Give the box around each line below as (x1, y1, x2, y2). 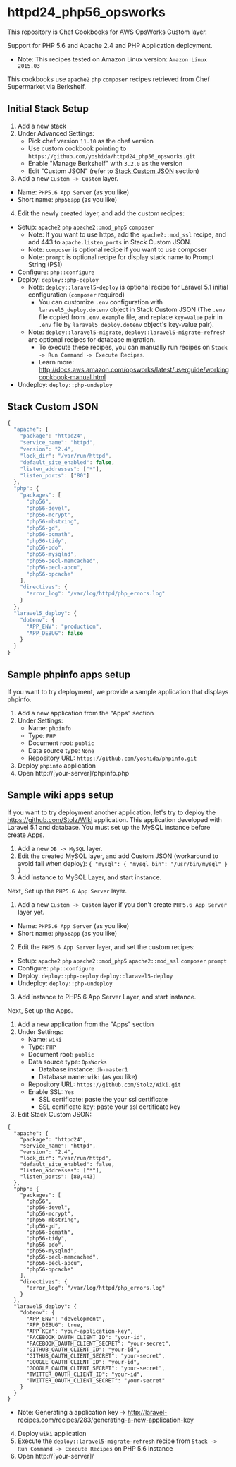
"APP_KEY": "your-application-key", (25, 1327, 134, 1335)
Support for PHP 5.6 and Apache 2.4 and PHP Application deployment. (7, 41, 213, 49)
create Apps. (7, 831, 44, 839)
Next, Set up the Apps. (7, 1006, 73, 1014)
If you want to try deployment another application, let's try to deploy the (7, 808, 216, 816)
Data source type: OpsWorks (27, 1057, 107, 1066)
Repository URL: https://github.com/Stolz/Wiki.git (27, 1080, 182, 1088)
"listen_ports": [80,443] (20, 1173, 97, 1180)
